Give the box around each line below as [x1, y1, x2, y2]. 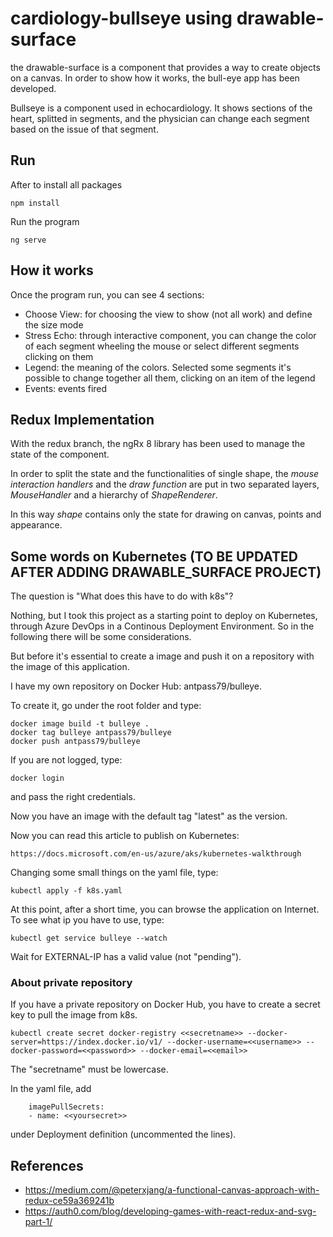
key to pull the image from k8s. [10, 1009, 138, 1021]
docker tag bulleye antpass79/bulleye [10, 728, 172, 738]
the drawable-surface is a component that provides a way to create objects [10, 61, 321, 73]
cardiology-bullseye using [10, 7, 233, 30]
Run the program [10, 215, 80, 227]
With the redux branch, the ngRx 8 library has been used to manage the [10, 438, 306, 450]
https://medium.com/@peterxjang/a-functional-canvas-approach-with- [24, 1184, 320, 1196]
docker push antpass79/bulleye [10, 737, 141, 747]
